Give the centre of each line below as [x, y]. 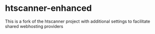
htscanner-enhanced [49, 8]
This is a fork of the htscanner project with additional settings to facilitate [78, 21]
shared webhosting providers [34, 26]
